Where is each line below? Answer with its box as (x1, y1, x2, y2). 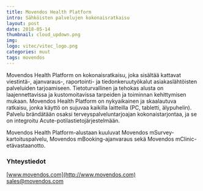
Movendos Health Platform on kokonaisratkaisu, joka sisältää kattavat (6, 71, 182, 78)
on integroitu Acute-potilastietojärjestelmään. (6, 117, 120, 124)
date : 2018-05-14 (6, 26, 51, 32)
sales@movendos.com (6, 177, 64, 184)
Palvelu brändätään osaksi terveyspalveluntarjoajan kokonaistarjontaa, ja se (6, 110, 197, 118)
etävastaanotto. (6, 141, 46, 149)
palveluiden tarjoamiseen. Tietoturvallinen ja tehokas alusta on (6, 84, 164, 92)
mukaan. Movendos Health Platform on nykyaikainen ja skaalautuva (6, 97, 177, 105)
